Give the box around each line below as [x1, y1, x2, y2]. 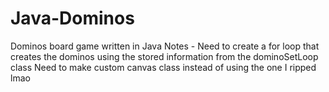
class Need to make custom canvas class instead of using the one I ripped [10, 61, 317, 73]
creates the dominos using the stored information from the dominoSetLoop [10, 50, 319, 62]
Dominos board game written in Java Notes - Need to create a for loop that [10, 40, 320, 52]
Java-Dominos [10, 7, 135, 30]
